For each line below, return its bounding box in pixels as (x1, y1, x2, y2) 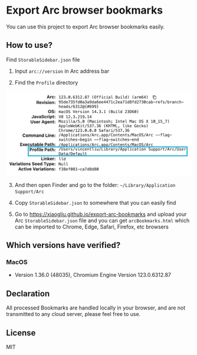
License (6, 328, 36, 338)
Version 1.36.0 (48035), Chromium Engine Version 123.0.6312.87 (14, 272, 172, 279)
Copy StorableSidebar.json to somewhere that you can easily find (14, 199, 176, 206)
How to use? (6, 40, 53, 50)
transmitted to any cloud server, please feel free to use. (6, 311, 141, 318)
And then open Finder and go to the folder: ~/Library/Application (14, 181, 176, 188)
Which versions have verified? (6, 240, 121, 250)
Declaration (6, 288, 50, 299)
